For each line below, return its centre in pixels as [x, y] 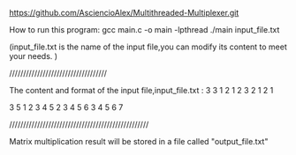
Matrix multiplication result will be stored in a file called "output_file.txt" [139, 141]
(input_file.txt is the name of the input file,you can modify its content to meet [148, 47]
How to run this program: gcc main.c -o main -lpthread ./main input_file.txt [144, 30]
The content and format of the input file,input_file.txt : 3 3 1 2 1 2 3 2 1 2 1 [141, 90]
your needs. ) [34, 56]
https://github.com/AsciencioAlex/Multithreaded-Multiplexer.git [124, 13]
